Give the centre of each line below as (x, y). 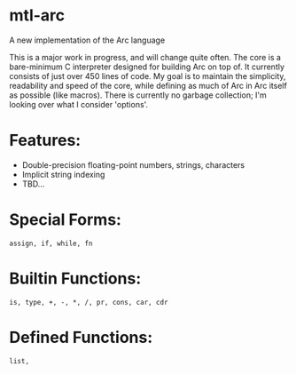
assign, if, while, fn (51, 243)
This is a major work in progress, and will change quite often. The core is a (145, 57)
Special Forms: (66, 220)
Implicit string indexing (63, 174)
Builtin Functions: (75, 279)
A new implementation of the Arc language (87, 40)
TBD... (33, 184)
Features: (45, 141)
